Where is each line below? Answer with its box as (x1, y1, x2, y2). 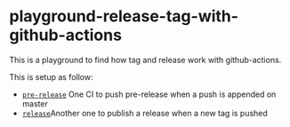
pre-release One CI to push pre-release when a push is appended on (21, 89, 277, 99)
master (21, 98, 49, 108)
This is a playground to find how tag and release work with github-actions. (9, 54, 282, 65)
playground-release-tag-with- (9, 6, 238, 27)
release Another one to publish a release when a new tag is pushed (21, 107, 269, 118)
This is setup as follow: (9, 71, 93, 82)
